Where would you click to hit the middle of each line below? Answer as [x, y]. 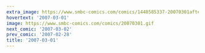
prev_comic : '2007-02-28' [39, 35]
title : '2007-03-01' [33, 40]
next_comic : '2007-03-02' [39, 29]
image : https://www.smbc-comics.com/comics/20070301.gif [80, 23]
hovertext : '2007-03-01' [38, 18]
